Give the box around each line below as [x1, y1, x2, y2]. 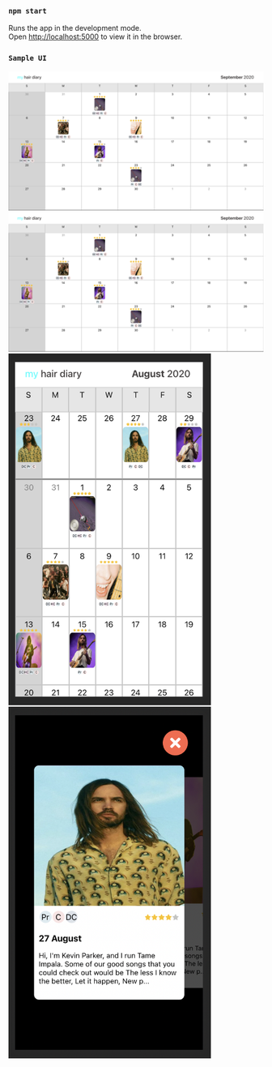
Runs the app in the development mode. [8, 24, 142, 33]
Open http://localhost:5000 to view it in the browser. [8, 32, 183, 41]
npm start [8, 6, 47, 15]
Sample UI [8, 54, 47, 63]
